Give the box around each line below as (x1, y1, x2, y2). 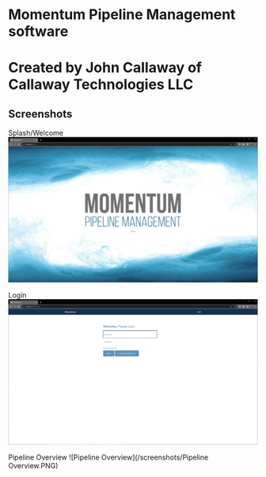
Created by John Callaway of (8, 59, 202, 77)
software (8, 22, 69, 40)
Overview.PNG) (8, 460, 59, 470)
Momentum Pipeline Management (8, 6, 236, 24)
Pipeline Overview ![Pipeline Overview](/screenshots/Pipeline (8, 452, 209, 462)
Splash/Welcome (8, 129, 63, 138)
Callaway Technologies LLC (8, 75, 194, 94)
